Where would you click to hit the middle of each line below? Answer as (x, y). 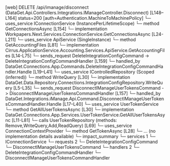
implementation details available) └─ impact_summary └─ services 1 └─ (80, 136)
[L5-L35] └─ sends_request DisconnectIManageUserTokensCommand (87, 88)
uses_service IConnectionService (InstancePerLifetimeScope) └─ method (82, 23)
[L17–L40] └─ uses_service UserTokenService (111, 104)
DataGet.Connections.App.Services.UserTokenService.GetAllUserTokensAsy (85, 115)
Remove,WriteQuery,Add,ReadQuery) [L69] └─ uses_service (69, 126)
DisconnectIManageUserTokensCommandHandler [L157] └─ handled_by (85, 93)
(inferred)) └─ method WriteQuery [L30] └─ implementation (68, 77)
